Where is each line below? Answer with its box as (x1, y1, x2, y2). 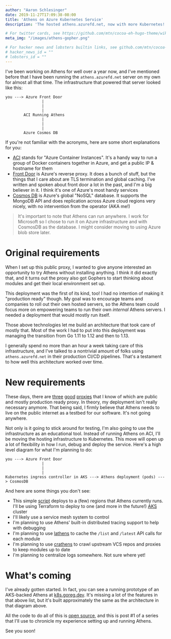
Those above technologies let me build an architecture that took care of (5, 322, 155, 328)
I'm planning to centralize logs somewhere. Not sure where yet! (12, 552, 146, 558)
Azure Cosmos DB (23, 130, 58, 135)
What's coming (5, 570, 71, 581)
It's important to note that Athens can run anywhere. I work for (17, 213, 149, 219)
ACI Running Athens (23, 112, 65, 117)
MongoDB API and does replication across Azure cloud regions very (12, 197, 156, 204)
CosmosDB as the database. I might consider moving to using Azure (17, 224, 161, 230)
